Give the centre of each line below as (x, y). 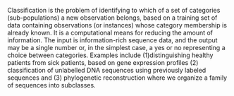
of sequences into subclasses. (52, 85)
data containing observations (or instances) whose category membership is (117, 25)
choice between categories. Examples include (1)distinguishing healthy (110, 55)
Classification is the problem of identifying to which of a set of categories (114, 10)
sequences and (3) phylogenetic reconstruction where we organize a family (117, 78)
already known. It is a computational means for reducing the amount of (110, 32)
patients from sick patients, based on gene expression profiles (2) (103, 62)
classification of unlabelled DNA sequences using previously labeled (107, 70)
